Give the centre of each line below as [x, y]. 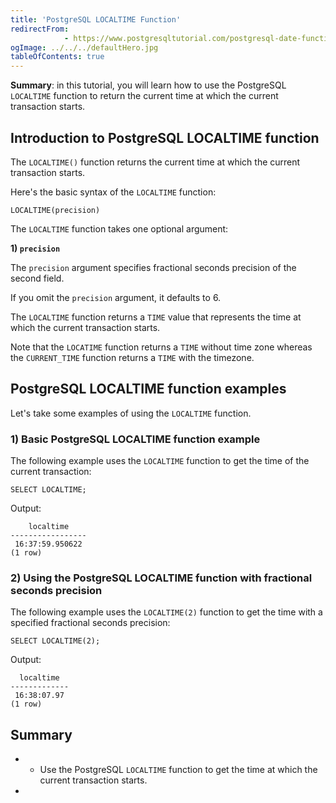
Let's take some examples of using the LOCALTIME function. [131, 413]
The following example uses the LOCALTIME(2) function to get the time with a [166, 612]
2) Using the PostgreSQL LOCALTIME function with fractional [161, 578]
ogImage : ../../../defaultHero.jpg [84, 47]
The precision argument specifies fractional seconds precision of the [153, 267]
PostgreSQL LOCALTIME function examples [148, 389]
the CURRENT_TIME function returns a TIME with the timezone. [132, 357]
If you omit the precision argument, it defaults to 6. [116, 297]
